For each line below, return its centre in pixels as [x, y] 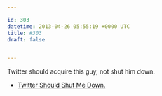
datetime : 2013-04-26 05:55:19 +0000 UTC [69, 26]
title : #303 [25, 33]
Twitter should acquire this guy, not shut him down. [81, 71]
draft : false [26, 39]
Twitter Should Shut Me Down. [61, 85]
